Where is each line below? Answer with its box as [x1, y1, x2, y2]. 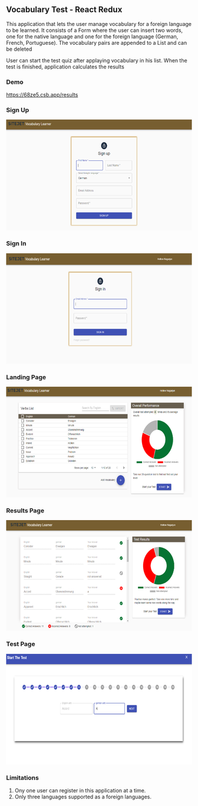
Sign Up [6, 106, 29, 114]
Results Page [6, 506, 45, 515]
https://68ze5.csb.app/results [6, 91, 78, 98]
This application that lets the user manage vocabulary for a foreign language [6, 20, 192, 27]
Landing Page [6, 373, 47, 381]
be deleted [6, 45, 32, 52]
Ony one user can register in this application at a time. [14, 787, 146, 794]
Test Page [6, 640, 35, 648]
